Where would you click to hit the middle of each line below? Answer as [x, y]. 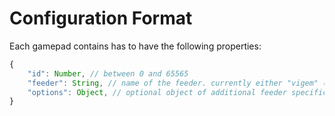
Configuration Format [101, 18]
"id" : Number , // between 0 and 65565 [108, 73]
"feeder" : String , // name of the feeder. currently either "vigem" [173, 83]
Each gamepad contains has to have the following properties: [135, 46]
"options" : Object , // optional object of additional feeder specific [177, 92]
